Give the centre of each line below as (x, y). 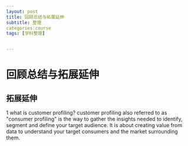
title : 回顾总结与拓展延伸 (35, 17)
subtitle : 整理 (24, 22)
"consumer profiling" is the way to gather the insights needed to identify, (94, 119)
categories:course (29, 28)
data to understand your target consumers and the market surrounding (92, 132)
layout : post (22, 11)
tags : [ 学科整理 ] (26, 34)
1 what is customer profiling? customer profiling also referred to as (87, 113)
